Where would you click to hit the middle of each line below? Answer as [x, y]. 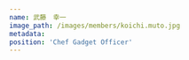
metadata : [28, 34]
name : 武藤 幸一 [38, 17]
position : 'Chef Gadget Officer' [71, 42]
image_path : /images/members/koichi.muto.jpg [94, 26]
